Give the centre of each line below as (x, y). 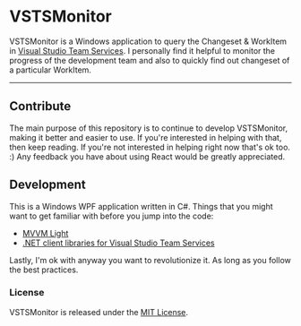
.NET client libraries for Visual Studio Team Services (118, 243)
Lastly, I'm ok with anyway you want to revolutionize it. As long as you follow (150, 260)
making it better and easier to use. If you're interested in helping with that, (146, 137)
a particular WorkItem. (51, 70)
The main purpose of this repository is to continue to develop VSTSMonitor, (149, 128)
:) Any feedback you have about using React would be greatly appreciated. (147, 156)
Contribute (40, 106)
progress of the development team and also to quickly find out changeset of (150, 60)
